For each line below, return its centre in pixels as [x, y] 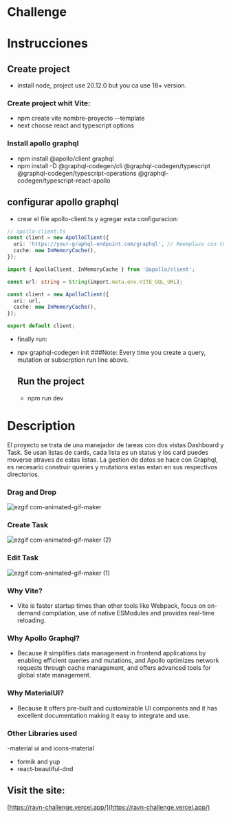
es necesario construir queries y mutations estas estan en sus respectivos [112, 467]
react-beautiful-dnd [45, 768]
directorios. [23, 474]
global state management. [54, 675]
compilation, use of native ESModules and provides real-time [129, 613]
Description [41, 426]
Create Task [28, 525]
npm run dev [45, 398]
